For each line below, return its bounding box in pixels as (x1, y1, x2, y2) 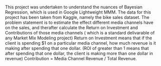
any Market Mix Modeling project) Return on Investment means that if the (5, 35, 152, 41)
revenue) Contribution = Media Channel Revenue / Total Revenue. (5, 56, 137, 61)
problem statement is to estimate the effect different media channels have (5, 19, 154, 25)
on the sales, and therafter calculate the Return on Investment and (5, 25, 138, 31)
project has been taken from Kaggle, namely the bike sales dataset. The (5, 15, 150, 20)
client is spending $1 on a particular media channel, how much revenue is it (5, 40, 156, 46)
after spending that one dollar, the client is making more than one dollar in (5, 50, 153, 56)
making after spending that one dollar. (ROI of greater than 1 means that (5, 46, 149, 51)
